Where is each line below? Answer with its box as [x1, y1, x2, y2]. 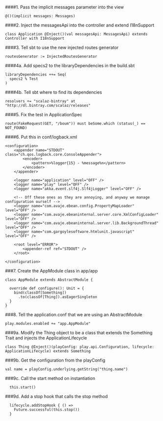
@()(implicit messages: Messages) [5, 14, 76, 19]
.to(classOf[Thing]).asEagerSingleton [18, 295, 97, 299]
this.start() [9, 385, 36, 390]
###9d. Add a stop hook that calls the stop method [5, 394, 108, 399]
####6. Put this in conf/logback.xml [5, 134, 77, 140]
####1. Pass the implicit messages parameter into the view [5, 4, 124, 10]
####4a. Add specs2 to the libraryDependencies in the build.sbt [5, 63, 135, 68]
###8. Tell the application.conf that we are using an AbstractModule [5, 312, 142, 318]
